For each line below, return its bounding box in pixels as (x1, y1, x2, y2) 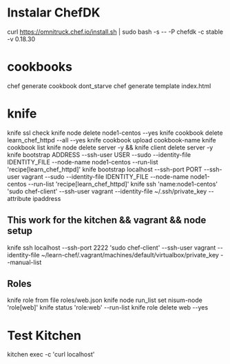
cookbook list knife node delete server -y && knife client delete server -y (7, 143, 213, 151)
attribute (7, 194, 32, 202)
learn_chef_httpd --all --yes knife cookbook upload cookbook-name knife (7, 136, 216, 144)
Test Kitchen (7, 328, 81, 343)
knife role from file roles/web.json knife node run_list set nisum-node (7, 296, 203, 304)
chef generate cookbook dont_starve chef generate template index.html (7, 81, 211, 90)
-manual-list (7, 258, 42, 266)
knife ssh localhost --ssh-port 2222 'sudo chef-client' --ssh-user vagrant (7, 243, 216, 252)
